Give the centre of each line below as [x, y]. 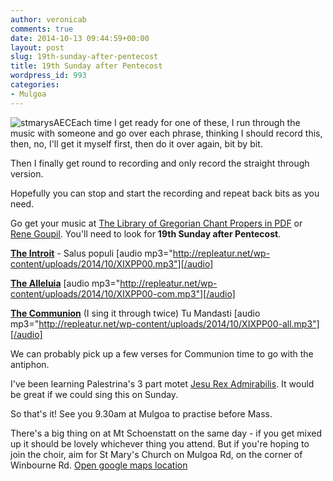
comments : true [42, 29]
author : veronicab [48, 19]
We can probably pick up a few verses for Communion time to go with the [162, 353]
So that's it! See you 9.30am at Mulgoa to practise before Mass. [141, 413]
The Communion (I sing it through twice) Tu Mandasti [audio [135, 313]
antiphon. [30, 364]
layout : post [37, 47]
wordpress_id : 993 [48, 76]
